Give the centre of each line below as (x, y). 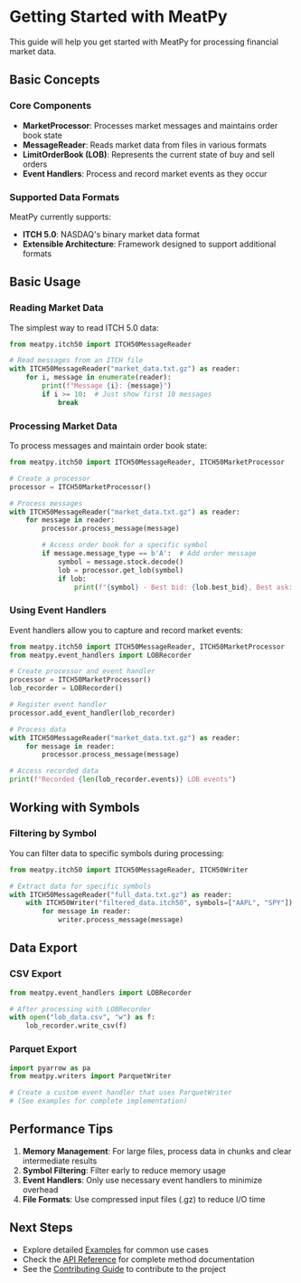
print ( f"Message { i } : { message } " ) (107, 386)
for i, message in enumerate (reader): (99, 378)
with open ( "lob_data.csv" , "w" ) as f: (82, 1018)
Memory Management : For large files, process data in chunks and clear (157, 1151)
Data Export (44, 948)
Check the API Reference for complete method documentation (138, 1259)
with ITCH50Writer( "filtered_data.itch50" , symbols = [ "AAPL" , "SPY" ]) (160, 903)
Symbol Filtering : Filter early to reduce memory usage (124, 1170)
